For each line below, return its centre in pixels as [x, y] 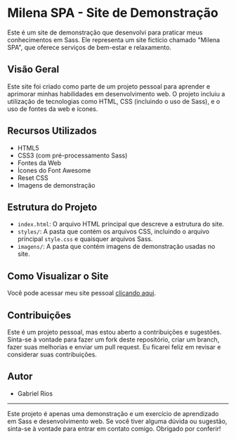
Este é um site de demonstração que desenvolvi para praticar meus [105, 32]
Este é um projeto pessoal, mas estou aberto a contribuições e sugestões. [114, 332]
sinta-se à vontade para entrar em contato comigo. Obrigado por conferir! [114, 428]
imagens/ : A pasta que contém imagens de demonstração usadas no [116, 247]
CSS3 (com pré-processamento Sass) [72, 155]
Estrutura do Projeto [52, 207]
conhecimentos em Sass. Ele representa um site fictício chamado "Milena [113, 39]
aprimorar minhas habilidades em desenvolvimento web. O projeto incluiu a [116, 93]
